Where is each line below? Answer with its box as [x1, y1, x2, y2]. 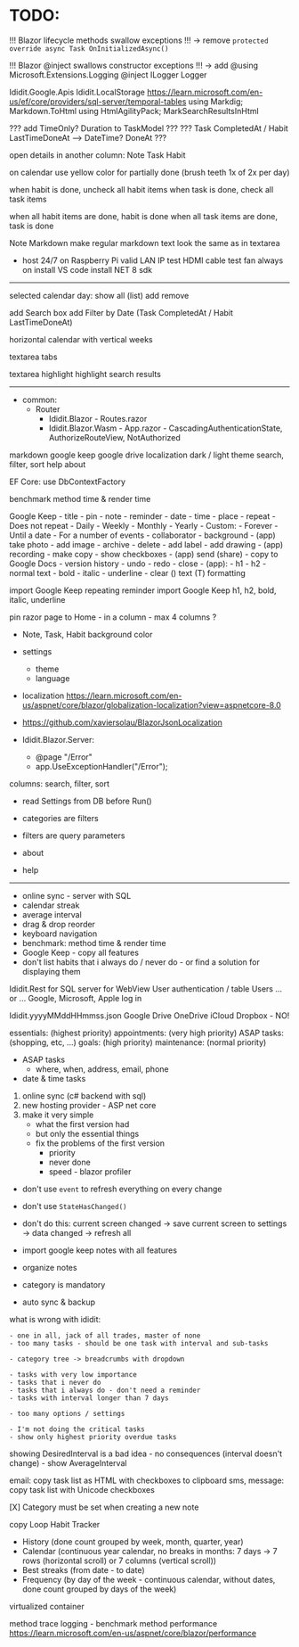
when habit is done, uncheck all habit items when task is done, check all [9, 184, 274, 194]
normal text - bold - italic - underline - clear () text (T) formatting [9, 567, 246, 578]
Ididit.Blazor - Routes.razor [48, 413, 148, 424]
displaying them [21, 966, 82, 976]
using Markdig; [188, 95, 243, 107]
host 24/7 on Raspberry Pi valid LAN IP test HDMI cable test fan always [21, 255, 284, 266]
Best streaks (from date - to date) [21, 1564, 145, 1575]
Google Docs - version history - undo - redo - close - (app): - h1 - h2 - [9, 558, 267, 569]
